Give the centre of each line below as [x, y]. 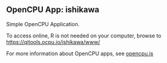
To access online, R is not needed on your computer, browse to [84, 36]
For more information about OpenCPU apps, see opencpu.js [80, 53]
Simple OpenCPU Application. [43, 24]
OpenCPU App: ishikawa [53, 10]
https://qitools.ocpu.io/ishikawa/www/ [53, 42]
